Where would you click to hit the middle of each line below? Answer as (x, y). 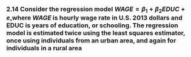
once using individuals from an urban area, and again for (91, 41)
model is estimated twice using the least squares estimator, (96, 33)
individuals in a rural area (44, 49)
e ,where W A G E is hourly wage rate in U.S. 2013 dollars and (95, 18)
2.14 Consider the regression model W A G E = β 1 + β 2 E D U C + (96, 10)
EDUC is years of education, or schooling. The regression (92, 25)
